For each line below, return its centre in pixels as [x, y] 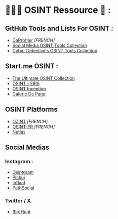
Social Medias [27, 148]
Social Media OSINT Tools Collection [50, 45]
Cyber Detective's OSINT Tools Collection [55, 51]
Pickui [19, 177]
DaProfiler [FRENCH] [34, 40]
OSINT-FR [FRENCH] [34, 127]
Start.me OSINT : [32, 66]
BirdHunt [21, 212]
